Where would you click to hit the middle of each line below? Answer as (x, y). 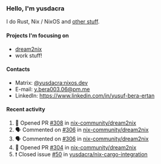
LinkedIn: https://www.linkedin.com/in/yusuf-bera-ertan (85, 96)
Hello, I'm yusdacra (35, 8)
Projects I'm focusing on (38, 35)
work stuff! (28, 55)
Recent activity (26, 110)
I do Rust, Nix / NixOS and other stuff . (53, 22)
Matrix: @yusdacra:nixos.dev (51, 82)
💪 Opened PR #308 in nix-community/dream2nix (75, 123)
